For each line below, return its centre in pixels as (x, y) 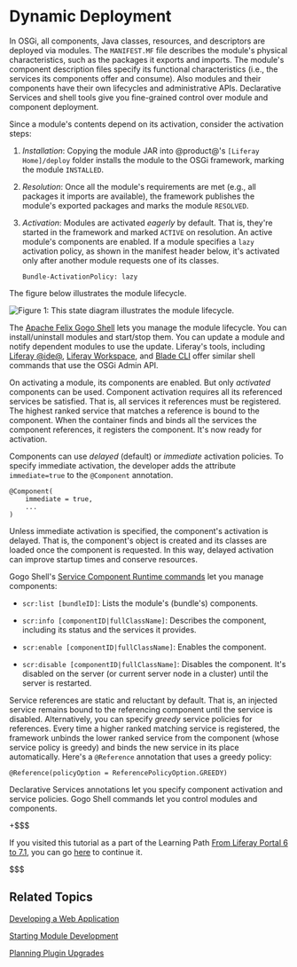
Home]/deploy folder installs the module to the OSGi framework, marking (153, 160)
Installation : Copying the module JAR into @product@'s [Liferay (141, 150)
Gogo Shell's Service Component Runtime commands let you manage (137, 576)
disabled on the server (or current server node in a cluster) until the (145, 673)
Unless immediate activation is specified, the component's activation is (139, 531)
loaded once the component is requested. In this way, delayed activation (142, 550)
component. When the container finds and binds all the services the (133, 420)
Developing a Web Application (64, 918)
